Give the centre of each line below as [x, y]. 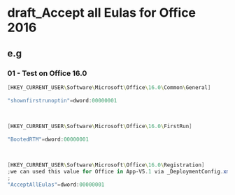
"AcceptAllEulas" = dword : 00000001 [56, 185]
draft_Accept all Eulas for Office [102, 13]
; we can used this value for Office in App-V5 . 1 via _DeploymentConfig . [115, 172]
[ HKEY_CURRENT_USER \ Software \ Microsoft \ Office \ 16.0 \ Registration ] [106, 165]
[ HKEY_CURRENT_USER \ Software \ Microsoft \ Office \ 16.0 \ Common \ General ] [109, 87]
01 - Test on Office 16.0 [47, 73]
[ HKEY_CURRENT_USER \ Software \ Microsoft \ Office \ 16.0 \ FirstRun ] [100, 127]
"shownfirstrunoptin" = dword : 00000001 [62, 100]
